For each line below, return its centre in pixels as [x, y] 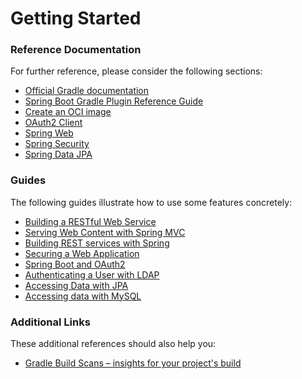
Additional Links [50, 322]
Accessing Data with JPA [76, 285]
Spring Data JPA [58, 154]
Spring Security [57, 144]
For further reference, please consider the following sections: [136, 71]
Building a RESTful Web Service [90, 221]
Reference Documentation [76, 50]
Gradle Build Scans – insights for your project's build [133, 363]
